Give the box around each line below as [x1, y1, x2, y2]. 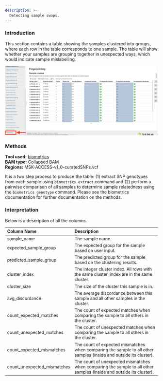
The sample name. [74, 235, 112, 241]
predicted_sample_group [7, 257, 57, 263]
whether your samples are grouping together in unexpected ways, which [5, 51, 150, 57]
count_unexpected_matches [7, 329, 64, 336]
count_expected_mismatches [7, 346, 65, 353]
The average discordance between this [74, 290, 153, 296]
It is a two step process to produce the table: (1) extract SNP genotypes [5, 173, 148, 180]
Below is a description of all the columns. [5, 217, 87, 224]
